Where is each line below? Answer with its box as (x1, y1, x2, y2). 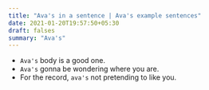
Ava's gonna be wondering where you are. (19, 65, 160, 74)
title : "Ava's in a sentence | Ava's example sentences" (8, 11, 202, 20)
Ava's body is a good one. (19, 56, 106, 65)
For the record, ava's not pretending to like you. (19, 72, 177, 82)
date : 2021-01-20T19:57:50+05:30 (8, 19, 120, 27)
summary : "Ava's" (8, 33, 66, 42)
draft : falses (8, 26, 56, 34)
